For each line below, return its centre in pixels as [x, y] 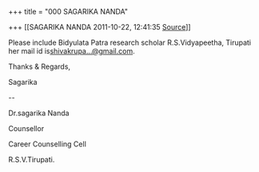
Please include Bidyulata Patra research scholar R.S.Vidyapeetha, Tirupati [130, 42]
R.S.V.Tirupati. [32, 160]
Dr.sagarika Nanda [39, 113]
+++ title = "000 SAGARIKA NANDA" [68, 12]
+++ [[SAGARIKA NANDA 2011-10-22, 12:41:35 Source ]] [100, 27]
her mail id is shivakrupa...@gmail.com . [72, 51]
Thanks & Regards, [39, 66]
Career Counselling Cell [47, 144]
